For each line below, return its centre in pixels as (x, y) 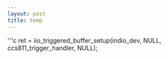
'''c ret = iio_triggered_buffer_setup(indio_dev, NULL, (84, 40)
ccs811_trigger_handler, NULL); (52, 48)
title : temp (25, 20)
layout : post (27, 14)
